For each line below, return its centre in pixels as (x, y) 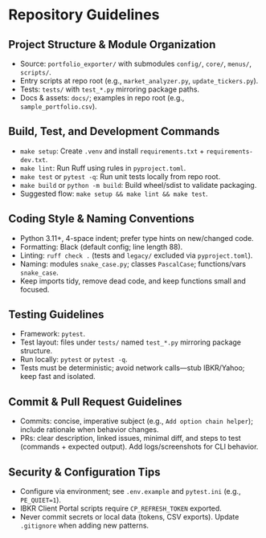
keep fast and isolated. (58, 377)
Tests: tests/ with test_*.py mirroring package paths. (109, 89)
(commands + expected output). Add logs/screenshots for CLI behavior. (139, 446)
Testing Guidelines (56, 315)
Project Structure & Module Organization (112, 45)
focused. (35, 289)
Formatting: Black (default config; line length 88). (101, 247)
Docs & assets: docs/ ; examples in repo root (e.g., (102, 98)
